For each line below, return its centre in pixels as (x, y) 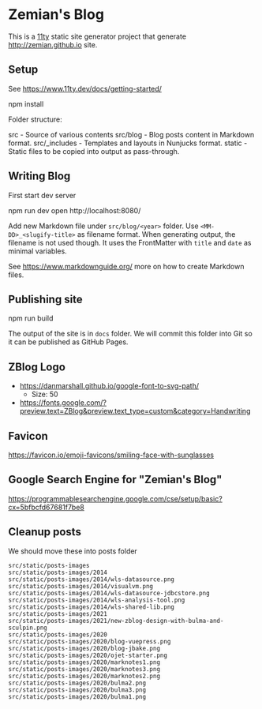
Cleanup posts (45, 532)
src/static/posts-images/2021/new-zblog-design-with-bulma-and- (116, 621)
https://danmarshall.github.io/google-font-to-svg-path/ (109, 386)
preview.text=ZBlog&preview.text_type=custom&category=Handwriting (135, 411)
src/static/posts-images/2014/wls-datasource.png (92, 579)
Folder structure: (36, 119)
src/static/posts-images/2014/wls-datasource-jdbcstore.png (109, 593)
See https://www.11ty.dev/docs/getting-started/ (85, 88)
